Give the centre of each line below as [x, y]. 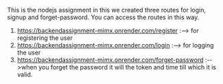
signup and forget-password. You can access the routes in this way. [103, 17]
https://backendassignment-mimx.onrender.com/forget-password [110, 60]
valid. [25, 74]
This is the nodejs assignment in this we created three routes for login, [106, 10]
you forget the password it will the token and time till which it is [127, 67]
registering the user [45, 38]
